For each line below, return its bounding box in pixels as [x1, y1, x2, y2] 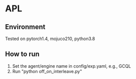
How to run [5, 50, 40, 58]
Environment [5, 23, 46, 31]
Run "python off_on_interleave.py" [12, 68, 82, 74]
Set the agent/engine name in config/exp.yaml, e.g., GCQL [12, 63, 132, 69]
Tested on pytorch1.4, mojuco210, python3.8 [5, 36, 95, 41]
